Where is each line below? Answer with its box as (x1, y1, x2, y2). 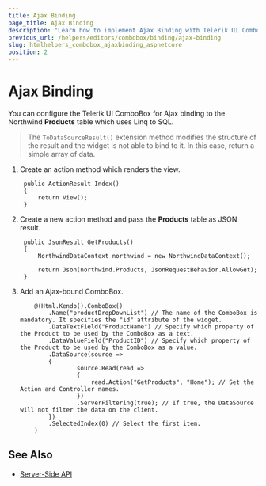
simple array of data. (27, 149, 96, 158)
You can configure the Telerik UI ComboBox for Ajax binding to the (8, 108, 226, 118)
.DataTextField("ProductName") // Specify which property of (48, 322, 255, 331)
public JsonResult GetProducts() (23, 238, 134, 246)
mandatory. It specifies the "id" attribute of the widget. (19, 316, 222, 324)
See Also (8, 448, 53, 461)
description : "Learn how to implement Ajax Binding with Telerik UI (8, 26, 239, 34)
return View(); (37, 193, 88, 202)
